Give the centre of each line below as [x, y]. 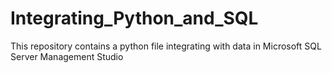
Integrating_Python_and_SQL [134, 18]
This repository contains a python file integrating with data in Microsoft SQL [166, 46]
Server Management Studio [67, 56]
